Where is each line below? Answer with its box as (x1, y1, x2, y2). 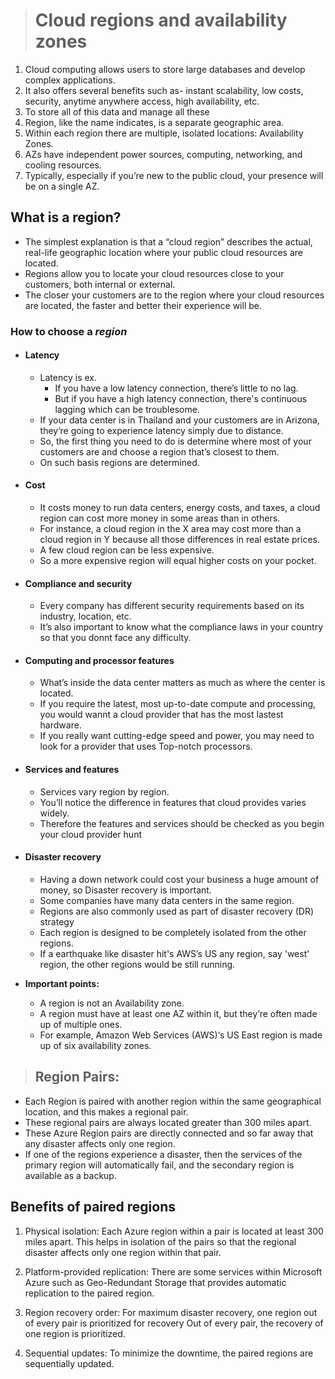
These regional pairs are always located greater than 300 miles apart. (24, 1116, 312, 1128)
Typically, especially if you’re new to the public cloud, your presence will (24, 169, 324, 181)
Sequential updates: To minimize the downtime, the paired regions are (24, 1347, 314, 1359)
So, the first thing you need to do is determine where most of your (39, 435, 312, 447)
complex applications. (24, 74, 116, 86)
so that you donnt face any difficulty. (39, 632, 192, 644)
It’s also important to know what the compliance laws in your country (39, 621, 323, 633)
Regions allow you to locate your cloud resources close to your (24, 267, 285, 279)
